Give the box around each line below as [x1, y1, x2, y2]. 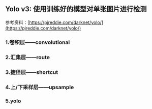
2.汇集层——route [5, 53, 50, 61]
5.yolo [5, 97, 21, 104]
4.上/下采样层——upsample [5, 84, 74, 91]
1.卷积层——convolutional [5, 39, 70, 46]
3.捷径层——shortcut [5, 68, 58, 75]
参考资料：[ [5, 19, 29, 25]
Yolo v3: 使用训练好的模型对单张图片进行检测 [5, 5, 147, 14]
